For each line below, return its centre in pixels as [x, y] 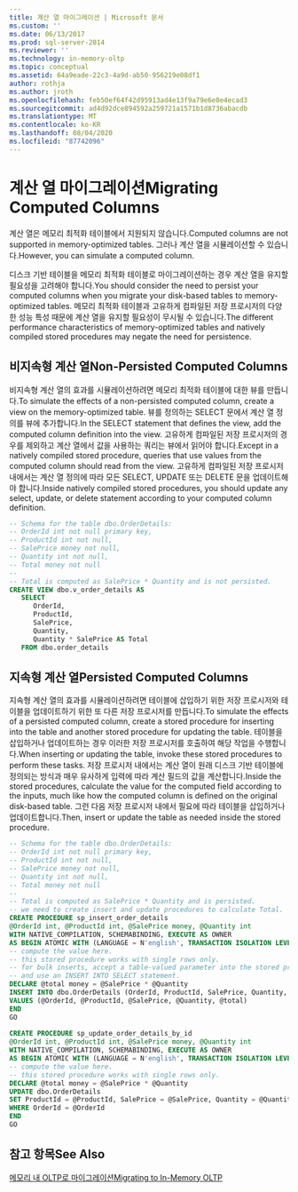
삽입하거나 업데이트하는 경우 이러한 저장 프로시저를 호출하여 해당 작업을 [132, 743]
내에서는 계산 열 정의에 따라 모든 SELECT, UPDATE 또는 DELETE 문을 [130, 477]
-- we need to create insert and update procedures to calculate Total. [146, 910]
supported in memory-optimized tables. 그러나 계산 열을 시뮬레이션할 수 [137, 244]
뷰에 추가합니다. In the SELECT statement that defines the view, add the [153, 423]
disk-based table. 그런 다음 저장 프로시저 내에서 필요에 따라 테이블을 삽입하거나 [147, 807]
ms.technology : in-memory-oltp [67, 59]
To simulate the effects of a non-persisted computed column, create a [146, 401]
